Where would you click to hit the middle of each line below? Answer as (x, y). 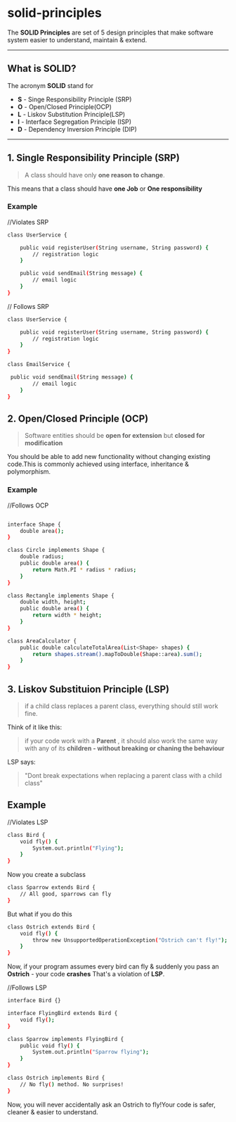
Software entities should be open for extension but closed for (114, 436)
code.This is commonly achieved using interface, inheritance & (98, 464)
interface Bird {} (34, 1001)
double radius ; (42, 557)
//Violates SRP (28, 222)
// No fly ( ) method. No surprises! (72, 1084)
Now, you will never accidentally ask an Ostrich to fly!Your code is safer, (112, 1104)
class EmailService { (39, 365)
